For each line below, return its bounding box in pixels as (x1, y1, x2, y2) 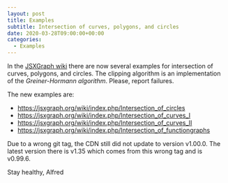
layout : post (7, 10, 45, 17)
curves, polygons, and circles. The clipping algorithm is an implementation (7, 69, 221, 78)
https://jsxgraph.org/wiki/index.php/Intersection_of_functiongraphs (17, 126, 211, 134)
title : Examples (7, 17, 54, 24)
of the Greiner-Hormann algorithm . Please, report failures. (7, 77, 174, 85)
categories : (7, 36, 42, 43)
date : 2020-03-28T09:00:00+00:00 (7, 29, 105, 37)
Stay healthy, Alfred (7, 168, 64, 176)
